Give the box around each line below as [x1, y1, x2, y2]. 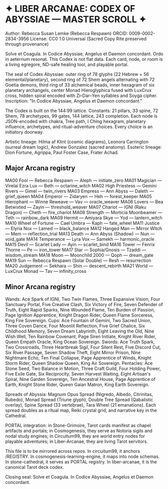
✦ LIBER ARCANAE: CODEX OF [5, 3, 135, 15]
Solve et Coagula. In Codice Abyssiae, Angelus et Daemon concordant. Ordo [5, 51, 163, 57]
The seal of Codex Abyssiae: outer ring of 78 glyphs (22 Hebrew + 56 [5, 71, 149, 77]
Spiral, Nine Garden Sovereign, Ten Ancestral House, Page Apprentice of [5, 376, 156, 382]
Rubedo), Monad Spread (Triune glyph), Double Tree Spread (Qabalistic [5, 397, 153, 403]
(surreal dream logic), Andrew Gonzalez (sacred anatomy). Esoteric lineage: [5, 144, 162, 150]
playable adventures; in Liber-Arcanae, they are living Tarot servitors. [5, 438, 148, 444]
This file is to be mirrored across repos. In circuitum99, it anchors [5, 448, 140, 454]
